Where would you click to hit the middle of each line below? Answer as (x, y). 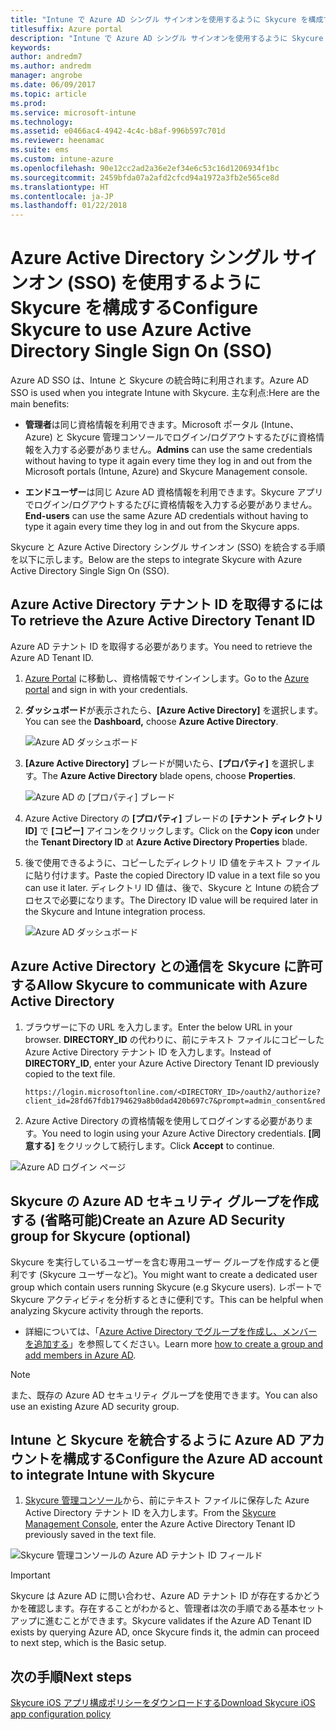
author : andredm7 (46, 57)
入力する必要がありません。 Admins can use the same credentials (177, 450)
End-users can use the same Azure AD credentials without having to (166, 516)
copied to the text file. (70, 1073)
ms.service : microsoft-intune (73, 112)
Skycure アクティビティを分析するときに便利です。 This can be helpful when (167, 1299)
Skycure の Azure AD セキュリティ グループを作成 (164, 1201)
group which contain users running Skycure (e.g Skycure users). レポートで (166, 1287)
